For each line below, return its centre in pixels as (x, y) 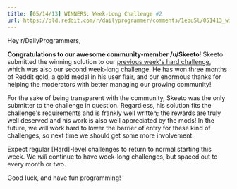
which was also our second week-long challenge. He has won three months (117, 69)
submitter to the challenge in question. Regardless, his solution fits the (109, 105)
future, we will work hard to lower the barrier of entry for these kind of (109, 128)
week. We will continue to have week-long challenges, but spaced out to (113, 157)
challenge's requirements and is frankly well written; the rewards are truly (114, 113)
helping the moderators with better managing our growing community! (109, 84)
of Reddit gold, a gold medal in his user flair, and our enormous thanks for (114, 77)
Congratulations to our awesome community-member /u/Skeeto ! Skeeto (115, 54)
